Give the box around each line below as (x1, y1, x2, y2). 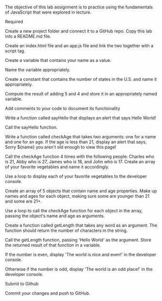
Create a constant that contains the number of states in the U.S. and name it (5, 76, 157, 82)
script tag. (5, 48, 26, 54)
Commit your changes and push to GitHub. (5, 290, 91, 296)
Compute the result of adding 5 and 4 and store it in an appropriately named (5, 91, 158, 96)
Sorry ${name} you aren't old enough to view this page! (5, 144, 116, 150)
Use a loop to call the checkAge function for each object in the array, (5, 208, 143, 213)
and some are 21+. (5, 198, 42, 204)
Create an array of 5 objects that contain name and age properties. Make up (5, 188, 157, 194)
